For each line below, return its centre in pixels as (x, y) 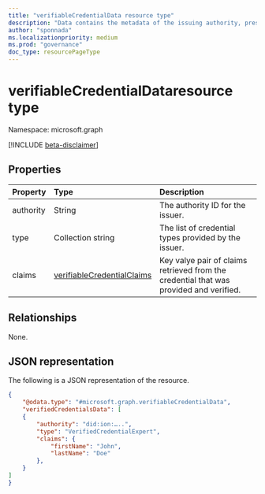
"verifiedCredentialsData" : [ (72, 410)
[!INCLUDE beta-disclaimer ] (53, 145)
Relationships (43, 318)
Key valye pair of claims (203, 260)
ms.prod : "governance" (45, 45)
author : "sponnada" (40, 30)
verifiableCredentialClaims (103, 275)
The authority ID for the (202, 205)
